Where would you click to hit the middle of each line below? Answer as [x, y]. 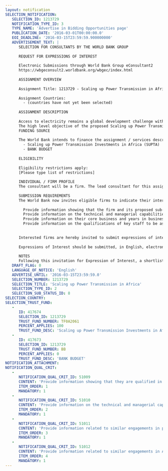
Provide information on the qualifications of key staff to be [90, 224]
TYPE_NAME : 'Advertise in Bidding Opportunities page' [70, 28]
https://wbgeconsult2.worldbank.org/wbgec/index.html [76, 70]
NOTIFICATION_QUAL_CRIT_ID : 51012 [54, 447]
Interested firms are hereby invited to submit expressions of [86, 237]
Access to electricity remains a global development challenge [86, 121]
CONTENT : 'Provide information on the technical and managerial [87, 405]
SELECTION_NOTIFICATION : [31, 14]
